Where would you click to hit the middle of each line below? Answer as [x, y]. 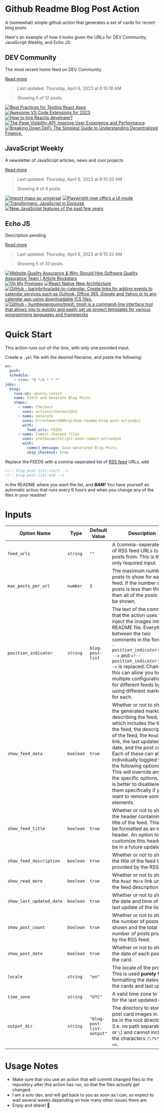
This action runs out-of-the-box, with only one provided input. [68, 348]
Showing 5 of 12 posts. [40, 98]
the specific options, [135, 778]
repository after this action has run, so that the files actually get [76, 1085]
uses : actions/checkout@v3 [50, 412]
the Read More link [132, 881]
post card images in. [135, 1014]
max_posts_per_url [29, 586]
